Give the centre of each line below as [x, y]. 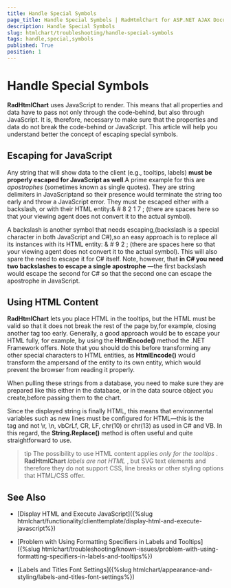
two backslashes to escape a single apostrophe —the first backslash [107, 266]
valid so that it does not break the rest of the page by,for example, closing [112, 326]
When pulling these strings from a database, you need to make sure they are [115, 383]
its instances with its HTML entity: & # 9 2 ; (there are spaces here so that [111, 244]
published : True [30, 45]
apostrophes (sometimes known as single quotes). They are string [101, 187]
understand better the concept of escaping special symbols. [93, 134]
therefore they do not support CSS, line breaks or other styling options [124, 468]
